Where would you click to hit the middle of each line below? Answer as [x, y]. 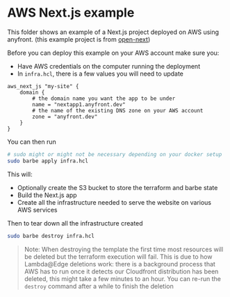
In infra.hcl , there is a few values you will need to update [100, 74]
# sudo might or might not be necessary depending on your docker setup [115, 154]
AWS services [37, 210]
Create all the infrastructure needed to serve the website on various [114, 202]
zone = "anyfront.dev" [65, 117]
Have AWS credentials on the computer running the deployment [108, 66]
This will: [20, 174]
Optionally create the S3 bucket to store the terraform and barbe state [117, 187]
